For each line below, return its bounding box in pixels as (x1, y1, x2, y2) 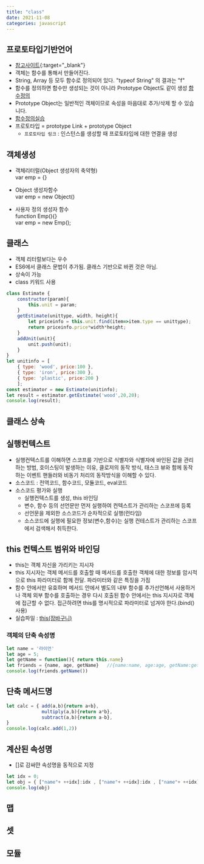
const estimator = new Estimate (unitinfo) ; (6, 386, 118, 392)
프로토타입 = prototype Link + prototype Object (15, 122, 132, 130)
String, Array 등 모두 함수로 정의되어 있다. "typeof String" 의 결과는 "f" (15, 77, 185, 84)
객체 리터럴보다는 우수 (15, 255, 68, 262)
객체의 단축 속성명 (6, 631, 56, 639)
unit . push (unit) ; (28, 341, 72, 347)
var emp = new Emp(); (15, 219, 72, 226)
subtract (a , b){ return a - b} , (41, 714, 113, 720)
